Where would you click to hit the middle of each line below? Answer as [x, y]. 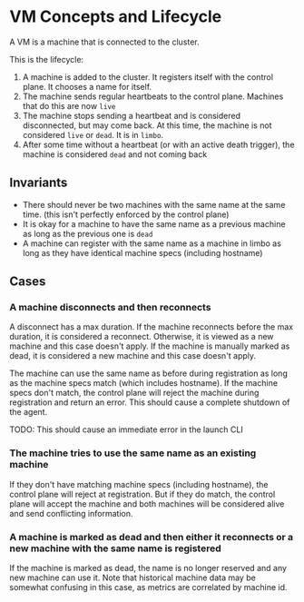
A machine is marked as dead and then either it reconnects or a [152, 537]
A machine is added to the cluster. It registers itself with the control [148, 77]
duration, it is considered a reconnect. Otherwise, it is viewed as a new [142, 337]
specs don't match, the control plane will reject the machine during [134, 393]
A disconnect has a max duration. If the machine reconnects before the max [151, 327]
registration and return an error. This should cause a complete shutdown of [150, 402]
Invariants [39, 183]
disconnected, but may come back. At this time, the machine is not [147, 125]
